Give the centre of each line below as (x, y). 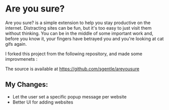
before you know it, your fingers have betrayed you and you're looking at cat (84, 39)
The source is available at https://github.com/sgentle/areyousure (72, 69)
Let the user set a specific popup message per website (69, 96)
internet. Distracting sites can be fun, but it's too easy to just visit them (78, 28)
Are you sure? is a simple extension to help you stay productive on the (78, 23)
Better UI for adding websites (43, 102)
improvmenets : (21, 59)
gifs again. (16, 44)
